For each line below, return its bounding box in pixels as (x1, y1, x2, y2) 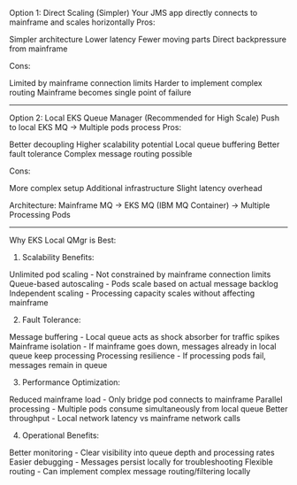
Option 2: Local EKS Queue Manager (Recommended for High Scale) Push (9, 112, 280, 123)
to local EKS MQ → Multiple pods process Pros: (9, 122, 182, 132)
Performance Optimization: (21, 377, 121, 388)
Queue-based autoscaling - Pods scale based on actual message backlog (9, 279, 278, 289)
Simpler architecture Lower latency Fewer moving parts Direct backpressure (9, 35, 287, 44)
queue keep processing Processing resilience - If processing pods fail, (9, 350, 267, 361)
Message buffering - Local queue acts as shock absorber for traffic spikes (9, 332, 280, 342)
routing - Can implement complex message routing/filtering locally (9, 466, 251, 476)
